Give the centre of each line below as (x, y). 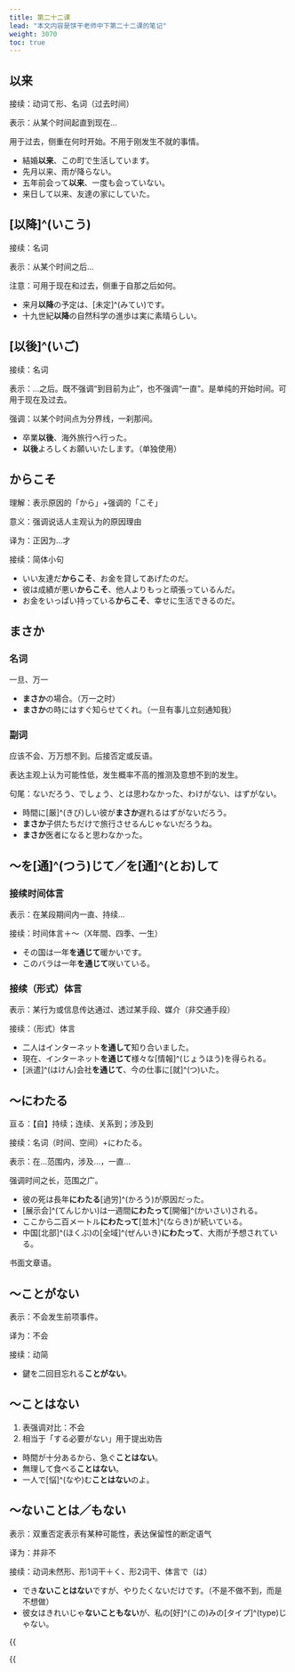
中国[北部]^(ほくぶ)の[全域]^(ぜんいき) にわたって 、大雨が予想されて (146, 1233)
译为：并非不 (32, 1552)
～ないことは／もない (68, 1510)
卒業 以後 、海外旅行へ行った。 (76, 437)
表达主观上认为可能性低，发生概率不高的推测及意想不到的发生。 (126, 775)
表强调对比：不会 (53, 1427)
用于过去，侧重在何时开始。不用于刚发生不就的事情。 (107, 142)
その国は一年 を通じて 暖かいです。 (84, 953)
